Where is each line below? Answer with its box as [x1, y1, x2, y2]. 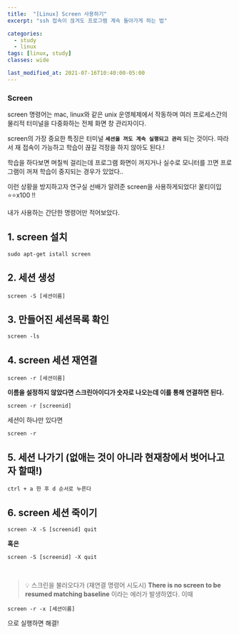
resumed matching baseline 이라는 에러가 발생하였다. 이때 [24, 590, 193, 598]
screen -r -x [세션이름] [7, 605, 76, 613]
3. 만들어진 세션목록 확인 [7, 313, 109, 326]
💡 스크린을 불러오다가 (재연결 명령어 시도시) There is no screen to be [24, 580, 221, 589]
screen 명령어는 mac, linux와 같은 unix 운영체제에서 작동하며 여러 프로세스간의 [7, 110, 228, 119]
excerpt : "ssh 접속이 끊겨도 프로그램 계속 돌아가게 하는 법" [7, 17, 168, 24]
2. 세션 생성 [7, 272, 56, 284]
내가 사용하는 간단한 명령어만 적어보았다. [7, 208, 120, 217]
